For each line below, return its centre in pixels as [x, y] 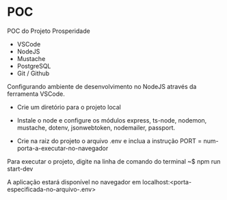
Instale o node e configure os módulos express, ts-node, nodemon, [112, 120]
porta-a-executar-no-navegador [63, 148]
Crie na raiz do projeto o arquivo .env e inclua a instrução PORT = [109, 140]
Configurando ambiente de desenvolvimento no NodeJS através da [102, 86]
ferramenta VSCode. [36, 94]
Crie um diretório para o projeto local [69, 107]
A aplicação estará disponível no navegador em [74, 182]
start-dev [20, 168]
